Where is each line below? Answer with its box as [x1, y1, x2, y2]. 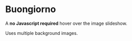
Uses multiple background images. [5, 30, 78, 36]
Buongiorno [5, 4, 56, 15]
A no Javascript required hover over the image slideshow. [5, 20, 127, 26]
